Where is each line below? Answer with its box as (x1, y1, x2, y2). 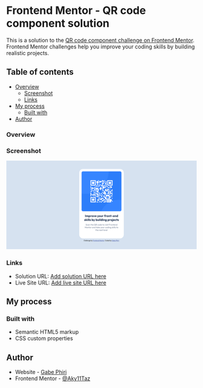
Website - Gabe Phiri (14, 369, 67, 376)
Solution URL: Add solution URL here (14, 272, 107, 280)
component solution (6, 16, 110, 30)
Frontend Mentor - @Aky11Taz (14, 375, 91, 382)
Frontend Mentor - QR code (6, 4, 146, 18)
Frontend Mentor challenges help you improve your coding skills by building (6, 43, 195, 50)
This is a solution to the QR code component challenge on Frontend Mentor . (6, 36, 195, 44)
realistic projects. (6, 49, 50, 56)
